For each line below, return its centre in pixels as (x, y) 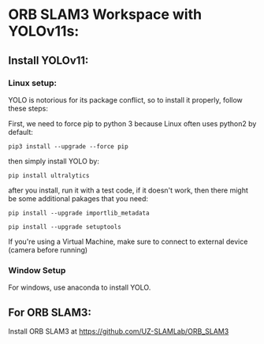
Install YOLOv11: (48, 60)
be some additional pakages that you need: (78, 198)
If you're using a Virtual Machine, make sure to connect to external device (128, 241)
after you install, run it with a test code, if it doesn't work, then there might (128, 190)
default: (21, 132)
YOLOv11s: (44, 31)
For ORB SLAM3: (50, 312)
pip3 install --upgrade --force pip (68, 146)
